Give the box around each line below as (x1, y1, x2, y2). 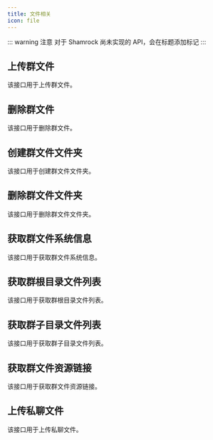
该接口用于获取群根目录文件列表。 (7, 296, 108, 305)
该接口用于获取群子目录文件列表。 (7, 339, 108, 347)
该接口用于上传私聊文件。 (7, 425, 83, 434)
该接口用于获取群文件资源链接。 (7, 382, 101, 390)
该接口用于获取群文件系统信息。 (7, 253, 101, 261)
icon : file (7, 17, 40, 24)
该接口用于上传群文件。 (7, 80, 76, 89)
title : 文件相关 (7, 10, 51, 18)
